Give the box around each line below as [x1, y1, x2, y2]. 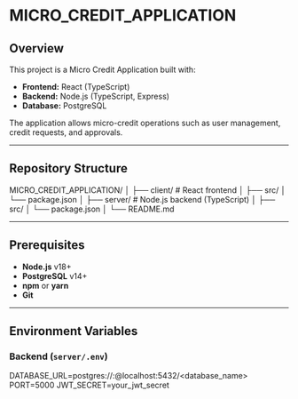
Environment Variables [9, 323, 138, 339]
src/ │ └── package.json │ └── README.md [9, 203, 175, 214]
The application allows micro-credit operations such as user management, [9, 117, 281, 128]
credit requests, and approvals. [9, 127, 123, 138]
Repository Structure [9, 161, 129, 176]
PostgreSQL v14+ [21, 270, 88, 281]
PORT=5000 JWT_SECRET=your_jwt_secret [9, 379, 170, 391]
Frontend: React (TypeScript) [21, 82, 130, 92]
